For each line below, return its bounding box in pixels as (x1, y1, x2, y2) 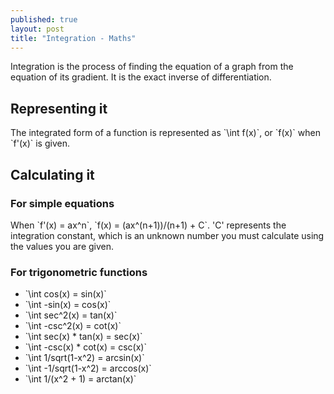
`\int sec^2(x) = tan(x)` (24, 309, 118, 321)
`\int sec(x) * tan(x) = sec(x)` (24, 331, 143, 343)
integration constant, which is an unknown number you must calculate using (10, 229, 325, 241)
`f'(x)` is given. (10, 137, 70, 150)
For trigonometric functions (10, 265, 148, 279)
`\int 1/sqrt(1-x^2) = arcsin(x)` (24, 352, 145, 364)
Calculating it (10, 166, 95, 183)
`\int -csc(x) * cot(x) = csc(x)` (24, 341, 147, 353)
